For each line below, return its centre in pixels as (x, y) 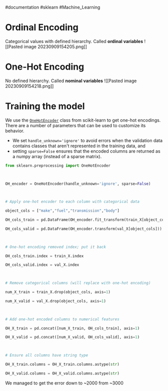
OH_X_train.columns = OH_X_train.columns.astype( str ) (62, 364)
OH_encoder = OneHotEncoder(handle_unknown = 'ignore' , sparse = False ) (78, 184)
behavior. (15, 131)
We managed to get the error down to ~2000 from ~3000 (64, 383)
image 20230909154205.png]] (55, 47)
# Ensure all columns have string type (47, 355)
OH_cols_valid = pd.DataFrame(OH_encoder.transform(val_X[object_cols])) (84, 229)
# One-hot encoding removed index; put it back (56, 247)
